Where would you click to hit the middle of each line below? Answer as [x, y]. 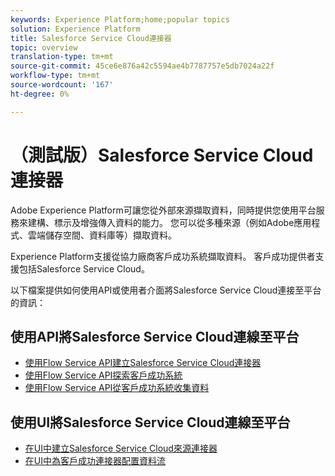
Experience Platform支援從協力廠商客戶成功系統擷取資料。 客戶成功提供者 [163, 256]
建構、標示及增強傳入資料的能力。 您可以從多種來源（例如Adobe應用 [169, 222]
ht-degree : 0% [40, 94]
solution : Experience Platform [75, 29]
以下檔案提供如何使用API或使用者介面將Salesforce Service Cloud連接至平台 [166, 290]
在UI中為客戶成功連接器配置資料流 [95, 461]
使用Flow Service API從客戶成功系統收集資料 [117, 388]
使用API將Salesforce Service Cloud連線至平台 [155, 336]
